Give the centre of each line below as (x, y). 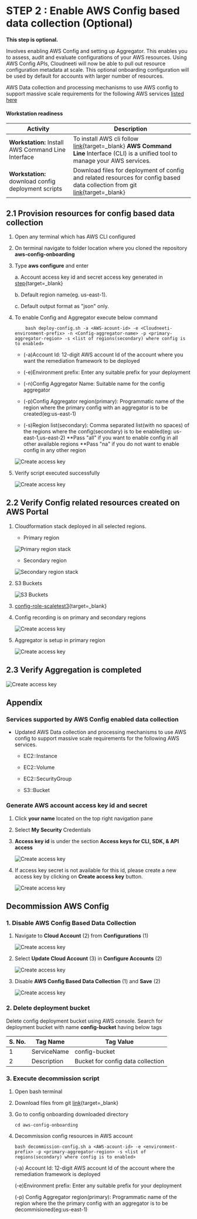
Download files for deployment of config (129, 171)
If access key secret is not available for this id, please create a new (96, 870)
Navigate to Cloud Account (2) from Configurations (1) (81, 936)
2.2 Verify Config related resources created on (93, 503)
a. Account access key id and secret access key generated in (89, 277)
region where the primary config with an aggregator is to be (96, 408)
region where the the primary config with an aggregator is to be (91, 1203)
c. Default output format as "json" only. (62, 306)
